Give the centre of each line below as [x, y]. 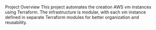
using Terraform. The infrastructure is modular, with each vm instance [76, 12]
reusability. [16, 22]
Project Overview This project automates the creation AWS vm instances [78, 7]
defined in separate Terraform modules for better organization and [72, 17]
